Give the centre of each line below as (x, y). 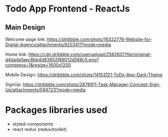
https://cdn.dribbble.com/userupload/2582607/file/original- (90, 54)
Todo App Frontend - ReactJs (68, 9)
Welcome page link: (26, 39)
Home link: (16, 54)
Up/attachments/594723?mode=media (46, 90)
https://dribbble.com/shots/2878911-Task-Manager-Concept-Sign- (92, 84)
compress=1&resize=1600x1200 (38, 65)
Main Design (25, 27)
